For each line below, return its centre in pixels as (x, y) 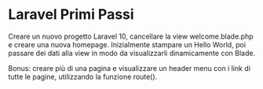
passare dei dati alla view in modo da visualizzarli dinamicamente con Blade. (132, 53)
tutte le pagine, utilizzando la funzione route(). (83, 76)
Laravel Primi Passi (71, 15)
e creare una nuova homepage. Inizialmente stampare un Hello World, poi (127, 44)
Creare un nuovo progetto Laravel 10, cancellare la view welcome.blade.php (131, 36)
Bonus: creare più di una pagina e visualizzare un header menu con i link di (130, 68)
